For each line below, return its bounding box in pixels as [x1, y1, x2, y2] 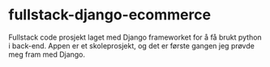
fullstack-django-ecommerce [8, 6, 212, 24]
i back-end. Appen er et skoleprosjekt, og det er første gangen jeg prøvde [8, 40, 255, 50]
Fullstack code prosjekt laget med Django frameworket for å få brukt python [8, 32, 262, 42]
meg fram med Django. [8, 49, 86, 59]
